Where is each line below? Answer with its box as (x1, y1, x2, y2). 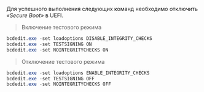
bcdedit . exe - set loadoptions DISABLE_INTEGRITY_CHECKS (6, 36, 152, 42)
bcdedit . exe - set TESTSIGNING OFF (6, 75, 95, 82)
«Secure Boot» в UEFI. (6, 12, 63, 19)
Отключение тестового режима (21, 58, 105, 65)
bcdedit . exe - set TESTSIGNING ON (6, 41, 92, 47)
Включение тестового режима (21, 24, 102, 31)
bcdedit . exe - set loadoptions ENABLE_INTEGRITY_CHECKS (6, 70, 150, 76)
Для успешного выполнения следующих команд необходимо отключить (6, 6, 198, 12)
